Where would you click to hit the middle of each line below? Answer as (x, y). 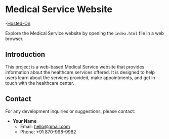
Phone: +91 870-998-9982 (48, 132)
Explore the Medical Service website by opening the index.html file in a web (85, 33)
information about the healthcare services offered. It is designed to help (80, 72)
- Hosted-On (18, 23)
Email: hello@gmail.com (45, 126)
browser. (14, 39)
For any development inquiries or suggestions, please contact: (70, 111)
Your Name (25, 121)
